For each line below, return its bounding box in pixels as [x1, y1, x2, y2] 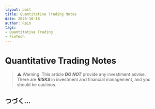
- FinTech [5, 35, 25, 39]
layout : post [5, 7, 31, 12]
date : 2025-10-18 [5, 16, 40, 21]
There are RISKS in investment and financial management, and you [16, 76, 151, 82]
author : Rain [5, 20, 31, 26]
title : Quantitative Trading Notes [5, 12, 77, 17]
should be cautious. [16, 81, 57, 88]
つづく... [5, 97, 31, 105]
